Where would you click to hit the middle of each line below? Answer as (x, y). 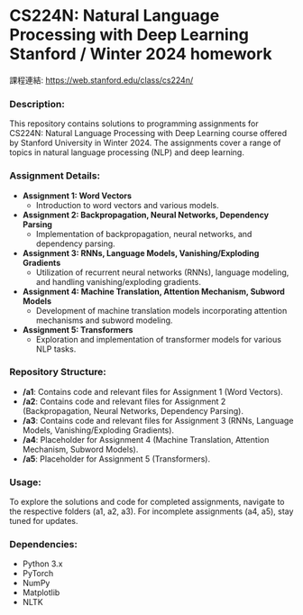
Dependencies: (44, 545)
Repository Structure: (58, 372)
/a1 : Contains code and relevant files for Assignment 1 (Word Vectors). (153, 391)
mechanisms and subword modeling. (104, 320)
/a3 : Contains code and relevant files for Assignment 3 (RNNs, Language (158, 420)
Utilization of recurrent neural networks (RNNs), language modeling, (162, 272)
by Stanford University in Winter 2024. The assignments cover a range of (145, 143)
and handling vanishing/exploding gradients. (118, 281)
